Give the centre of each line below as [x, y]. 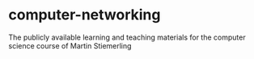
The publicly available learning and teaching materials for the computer [127, 37]
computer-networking [85, 15]
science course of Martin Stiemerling [70, 45]
